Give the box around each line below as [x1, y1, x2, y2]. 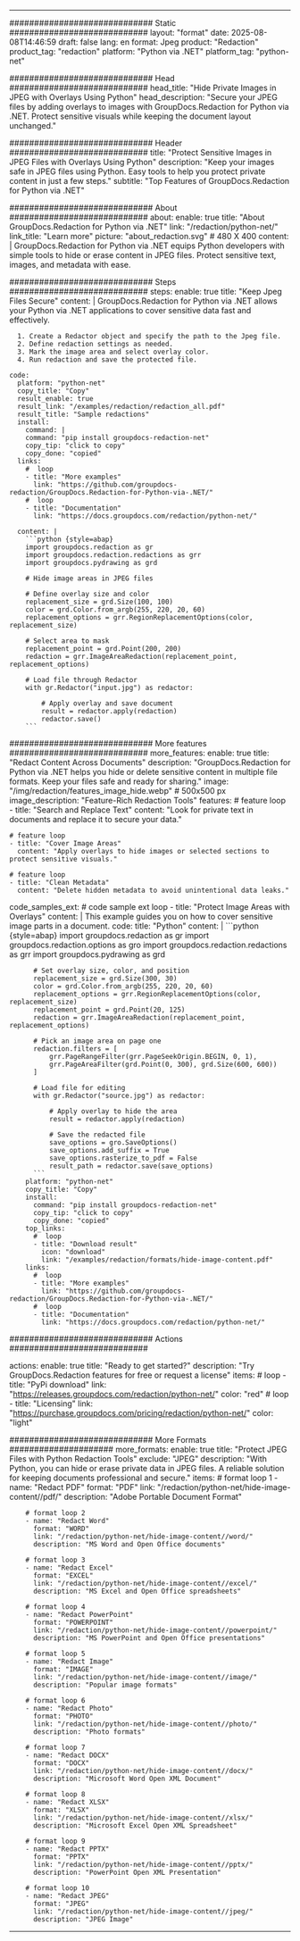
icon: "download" [41, 1247, 105, 1256]
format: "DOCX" [32, 1759, 90, 1768]
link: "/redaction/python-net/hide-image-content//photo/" [32, 1720, 257, 1729]
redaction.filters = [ [32, 1045, 118, 1054]
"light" [9, 1417, 33, 1428]
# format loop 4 [25, 1603, 87, 1612]
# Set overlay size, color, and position [32, 966, 190, 975]
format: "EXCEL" [32, 1571, 94, 1580]
